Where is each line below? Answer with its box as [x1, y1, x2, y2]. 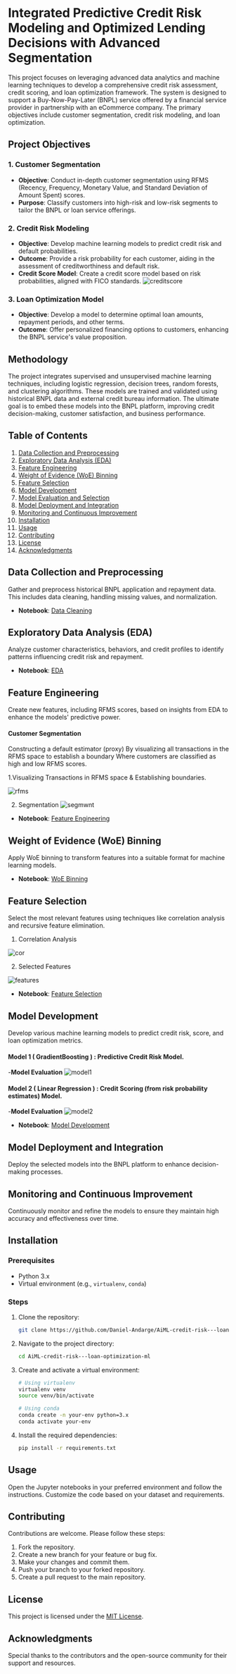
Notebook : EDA [18, 666, 64, 675]
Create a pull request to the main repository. [18, 1573, 146, 1582]
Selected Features [18, 962, 71, 971]
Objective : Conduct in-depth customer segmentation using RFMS [18, 176, 209, 184]
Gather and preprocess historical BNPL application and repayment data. [8, 585, 216, 593]
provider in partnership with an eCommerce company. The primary [8, 103, 202, 111]
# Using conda [18, 1405, 60, 1413]
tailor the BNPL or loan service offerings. [18, 206, 136, 214]
